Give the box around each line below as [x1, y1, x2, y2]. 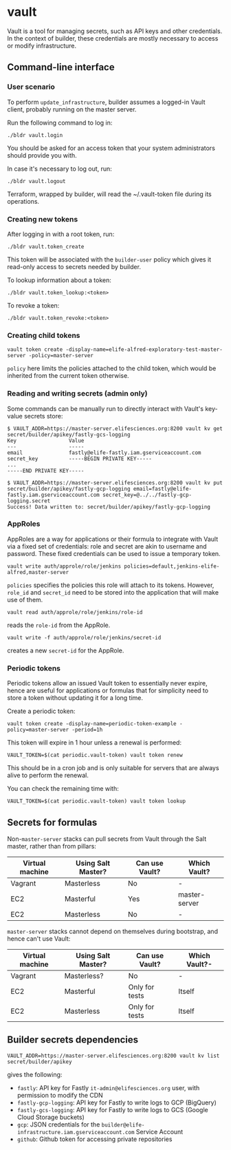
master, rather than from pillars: [7, 842, 96, 850]
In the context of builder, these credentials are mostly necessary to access [7, 34, 219, 42]
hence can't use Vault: [7, 934, 71, 943]
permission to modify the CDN [16, 1091, 103, 1099]
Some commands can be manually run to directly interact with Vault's [7, 404, 204, 413]
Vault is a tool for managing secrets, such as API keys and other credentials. [7, 27, 223, 35]
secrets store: [23, 412, 63, 420]
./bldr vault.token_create [7, 243, 85, 250]
